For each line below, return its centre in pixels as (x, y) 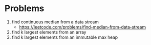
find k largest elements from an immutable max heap (65, 37)
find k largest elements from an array (49, 32)
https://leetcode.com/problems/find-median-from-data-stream (82, 27)
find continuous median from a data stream (55, 22)
